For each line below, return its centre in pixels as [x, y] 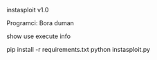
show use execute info [38, 36]
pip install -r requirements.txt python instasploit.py [78, 49]
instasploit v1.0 [28, 10]
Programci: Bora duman [40, 23]
